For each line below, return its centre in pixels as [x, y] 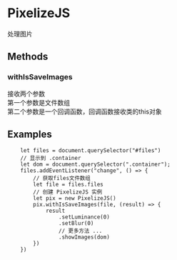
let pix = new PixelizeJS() [75, 199]
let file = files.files [68, 185]
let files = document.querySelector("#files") [91, 151]
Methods [28, 57]
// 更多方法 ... [80, 231]
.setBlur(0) [76, 224]
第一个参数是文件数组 [39, 102]
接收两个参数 [26, 94]
